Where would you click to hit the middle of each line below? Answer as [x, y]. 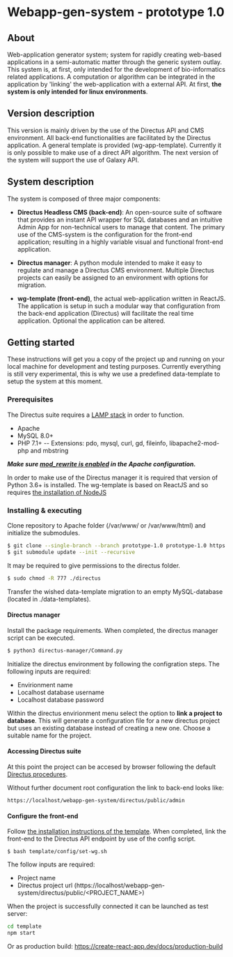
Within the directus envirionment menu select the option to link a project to [115, 713]
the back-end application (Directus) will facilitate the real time [105, 313]
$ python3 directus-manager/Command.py [65, 650]
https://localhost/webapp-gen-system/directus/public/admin [96, 800]
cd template [24, 927]
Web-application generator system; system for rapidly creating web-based [114, 54]
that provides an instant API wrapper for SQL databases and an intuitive [120, 220]
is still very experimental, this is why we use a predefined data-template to [114, 374]
